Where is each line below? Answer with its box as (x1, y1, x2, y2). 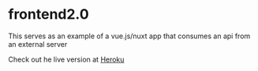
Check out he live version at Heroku (8, 55, 125, 64)
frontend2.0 (8, 5, 89, 23)
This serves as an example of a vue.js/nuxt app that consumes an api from (8, 31, 251, 41)
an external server (8, 39, 68, 48)
